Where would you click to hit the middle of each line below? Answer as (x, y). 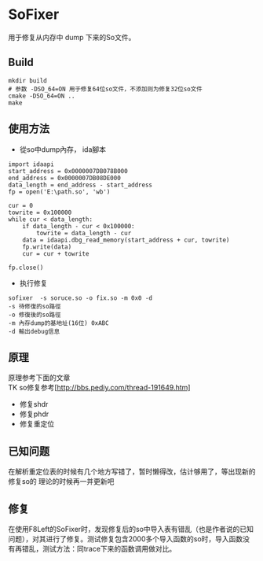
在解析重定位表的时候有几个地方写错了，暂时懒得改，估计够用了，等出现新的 (132, 472)
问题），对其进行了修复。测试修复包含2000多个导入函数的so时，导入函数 (126, 539)
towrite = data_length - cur (84, 233)
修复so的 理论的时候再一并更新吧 (61, 482)
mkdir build (27, 80)
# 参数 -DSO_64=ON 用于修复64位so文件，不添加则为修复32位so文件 (105, 89)
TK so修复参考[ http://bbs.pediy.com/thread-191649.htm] (99, 388)
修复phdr (34, 414)
